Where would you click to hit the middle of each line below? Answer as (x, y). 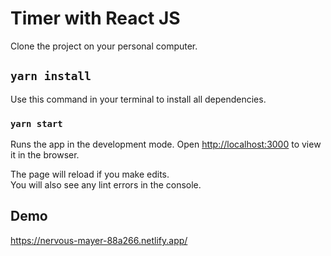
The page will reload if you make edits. (90, 174)
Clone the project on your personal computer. (104, 46)
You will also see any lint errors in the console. (106, 185)
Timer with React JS (95, 18)
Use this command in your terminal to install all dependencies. (138, 99)
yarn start (36, 123)
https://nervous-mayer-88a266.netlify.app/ (99, 240)
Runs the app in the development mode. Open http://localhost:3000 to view (166, 144)
